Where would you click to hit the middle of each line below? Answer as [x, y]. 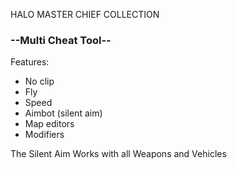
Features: [30, 62]
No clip [39, 81]
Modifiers [44, 135]
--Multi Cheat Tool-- [61, 40]
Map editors [49, 124]
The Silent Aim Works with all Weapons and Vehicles [118, 154]
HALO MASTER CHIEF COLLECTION [85, 14]
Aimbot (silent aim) [63, 113]
